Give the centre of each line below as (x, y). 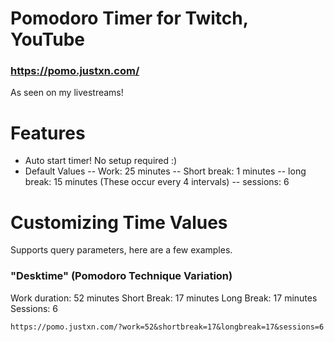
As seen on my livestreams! (67, 93)
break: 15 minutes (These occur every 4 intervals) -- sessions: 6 (157, 182)
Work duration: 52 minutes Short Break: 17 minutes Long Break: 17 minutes (164, 298)
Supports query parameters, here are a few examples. (121, 250)
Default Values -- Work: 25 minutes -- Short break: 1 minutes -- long (165, 171)
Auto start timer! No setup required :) (101, 161)
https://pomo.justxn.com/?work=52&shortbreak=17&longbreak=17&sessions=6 (167, 327)
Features (48, 133)
